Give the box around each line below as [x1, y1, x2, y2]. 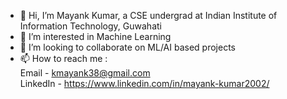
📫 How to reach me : [19, 53, 108, 64]
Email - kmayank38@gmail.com [19, 67, 151, 79]
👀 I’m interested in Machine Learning [19, 31, 172, 42]
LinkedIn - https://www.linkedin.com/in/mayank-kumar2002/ [19, 78, 270, 89]
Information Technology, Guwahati [19, 20, 162, 32]
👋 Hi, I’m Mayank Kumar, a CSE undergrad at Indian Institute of [19, 10, 278, 21]
